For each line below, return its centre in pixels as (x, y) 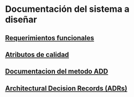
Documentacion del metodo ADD (57, 72)
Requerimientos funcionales (50, 38)
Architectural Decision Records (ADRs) (66, 88)
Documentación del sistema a (67, 9)
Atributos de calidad (37, 55)
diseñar (21, 20)
